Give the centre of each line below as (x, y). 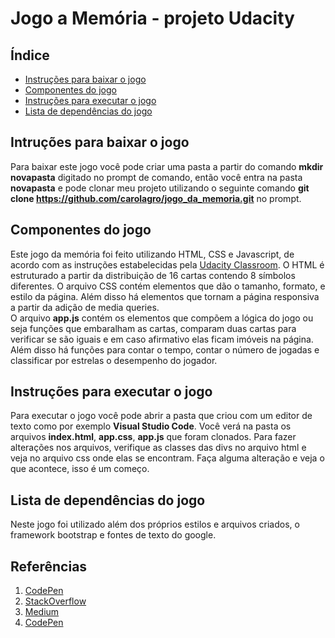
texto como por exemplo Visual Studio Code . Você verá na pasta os (151, 426)
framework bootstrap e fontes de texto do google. (113, 535)
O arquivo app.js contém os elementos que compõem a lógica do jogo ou (162, 318)
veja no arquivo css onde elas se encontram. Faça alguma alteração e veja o (167, 458)
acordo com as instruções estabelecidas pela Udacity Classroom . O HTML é (167, 264)
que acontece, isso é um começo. (80, 469)
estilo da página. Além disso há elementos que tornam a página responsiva (165, 296)
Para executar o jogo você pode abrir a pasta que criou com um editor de (161, 416)
